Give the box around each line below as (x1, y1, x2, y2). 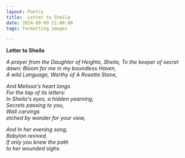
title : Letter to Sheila (6, 14, 70, 20)
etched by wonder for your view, (6, 114, 86, 122)
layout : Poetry (6, 8, 44, 15)
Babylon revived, (6, 132, 48, 140)
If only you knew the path (6, 138, 69, 146)
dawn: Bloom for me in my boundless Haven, (6, 65, 117, 72)
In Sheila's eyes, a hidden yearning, (6, 95, 94, 103)
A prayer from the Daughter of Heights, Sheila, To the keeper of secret (6, 58, 179, 66)
